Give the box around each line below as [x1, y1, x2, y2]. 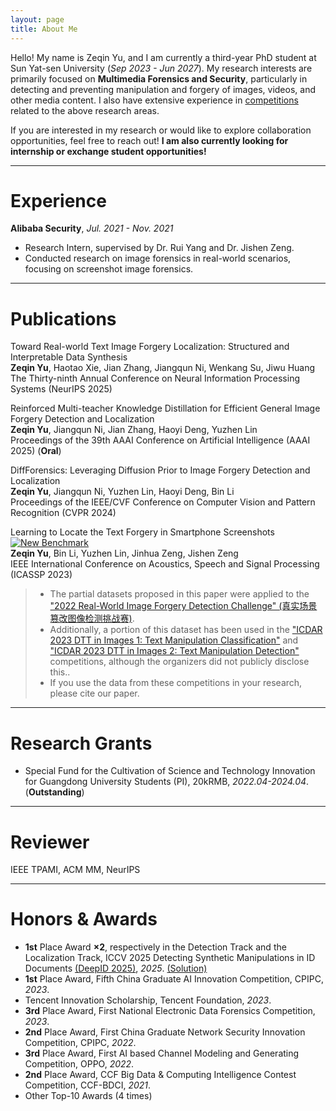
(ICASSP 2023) [10, 569, 73, 581]
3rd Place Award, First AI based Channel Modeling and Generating [24, 1047, 300, 1060]
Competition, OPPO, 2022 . [24, 1058, 135, 1070]
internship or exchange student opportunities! [10, 145, 207, 157]
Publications [10, 307, 117, 330]
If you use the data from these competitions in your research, [49, 677, 303, 689]
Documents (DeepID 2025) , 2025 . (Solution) [24, 962, 208, 975]
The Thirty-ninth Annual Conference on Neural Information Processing [10, 372, 301, 385]
